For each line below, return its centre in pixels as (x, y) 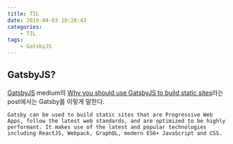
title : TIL (23, 14)
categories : (25, 27)
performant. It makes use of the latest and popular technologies (107, 127)
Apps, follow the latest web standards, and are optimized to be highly (116, 121)
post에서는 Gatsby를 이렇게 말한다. (56, 101)
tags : (15, 40)
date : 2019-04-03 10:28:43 (47, 20)
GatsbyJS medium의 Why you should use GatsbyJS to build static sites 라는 (115, 93)
